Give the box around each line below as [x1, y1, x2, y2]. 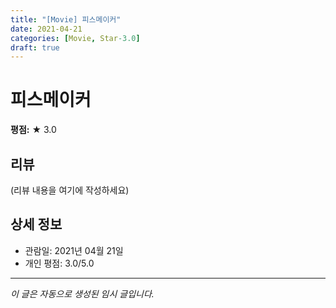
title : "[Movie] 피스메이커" [10, 14, 122, 25]
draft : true [10, 42, 60, 53]
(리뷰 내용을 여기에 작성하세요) [10, 184, 130, 196]
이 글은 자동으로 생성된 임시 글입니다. [10, 287, 155, 300]
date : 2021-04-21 [10, 24, 83, 34]
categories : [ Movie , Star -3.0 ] [10, 33, 141, 43]
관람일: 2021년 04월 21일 [24, 244, 124, 256]
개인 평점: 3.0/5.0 [24, 257, 95, 269]
